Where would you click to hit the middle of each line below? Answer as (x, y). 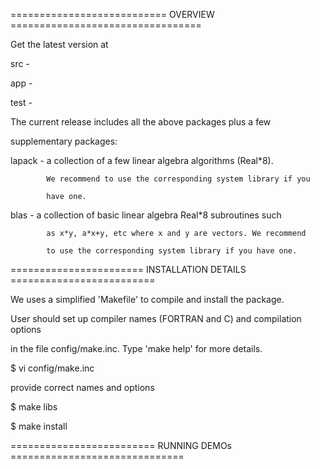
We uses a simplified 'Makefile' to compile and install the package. (147, 299)
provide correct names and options (82, 387)
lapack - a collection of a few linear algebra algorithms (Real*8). (142, 160)
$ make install (39, 426)
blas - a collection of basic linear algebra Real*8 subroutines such (146, 215)
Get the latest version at (59, 44)
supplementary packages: (64, 141)
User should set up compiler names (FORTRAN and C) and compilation (156, 318)
